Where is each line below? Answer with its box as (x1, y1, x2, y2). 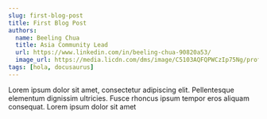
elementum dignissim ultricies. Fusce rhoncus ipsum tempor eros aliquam (8, 93, 250, 103)
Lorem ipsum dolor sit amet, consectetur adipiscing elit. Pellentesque (8, 85, 234, 94)
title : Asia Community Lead (15, 41, 109, 49)
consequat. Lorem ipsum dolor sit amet (8, 102, 137, 111)
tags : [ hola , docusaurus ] (8, 63, 94, 71)
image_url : (15, 56, 52, 64)
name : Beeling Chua (15, 33, 80, 42)
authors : (8, 26, 37, 34)
